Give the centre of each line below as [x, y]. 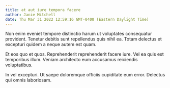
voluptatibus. [19, 65]
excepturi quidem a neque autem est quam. [51, 45]
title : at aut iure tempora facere [43, 10]
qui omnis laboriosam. [29, 80]
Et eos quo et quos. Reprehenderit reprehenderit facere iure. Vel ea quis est [84, 54]
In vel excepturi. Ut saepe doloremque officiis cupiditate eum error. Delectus [85, 75]
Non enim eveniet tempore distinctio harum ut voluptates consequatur [79, 34]
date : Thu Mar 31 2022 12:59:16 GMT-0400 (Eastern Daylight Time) [77, 19]
